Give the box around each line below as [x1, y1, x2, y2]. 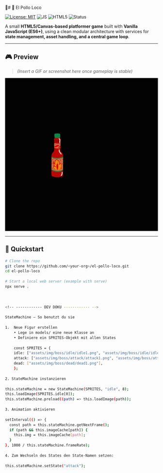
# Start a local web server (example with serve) [5, 279, 108, 284]
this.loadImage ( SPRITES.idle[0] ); [5, 391, 75, 397]
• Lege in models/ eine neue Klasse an [14, 330, 95, 335]
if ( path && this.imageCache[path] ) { [9, 427, 88, 432]
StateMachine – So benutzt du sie [5, 315, 75, 320]
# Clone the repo [5, 258, 40, 263]
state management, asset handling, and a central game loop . [5, 34, 130, 39]
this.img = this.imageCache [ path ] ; [14, 433, 86, 438]
